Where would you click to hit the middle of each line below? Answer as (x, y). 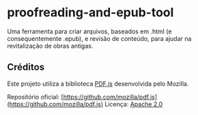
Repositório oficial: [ (35, 97)
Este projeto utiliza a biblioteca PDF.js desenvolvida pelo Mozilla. (98, 84)
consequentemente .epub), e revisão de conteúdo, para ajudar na (99, 38)
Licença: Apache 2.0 (134, 104)
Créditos (26, 67)
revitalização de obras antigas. (50, 46)
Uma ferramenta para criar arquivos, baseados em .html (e (89, 31)
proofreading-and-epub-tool (90, 13)
